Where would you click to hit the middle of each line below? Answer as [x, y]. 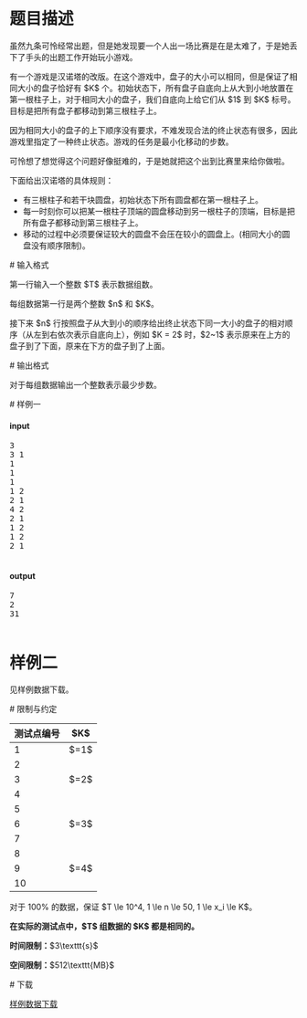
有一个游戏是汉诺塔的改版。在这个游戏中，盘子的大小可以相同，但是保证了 [149, 76]
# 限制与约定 [33, 709]
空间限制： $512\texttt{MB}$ [62, 965]
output [23, 575]
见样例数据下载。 [42, 689]
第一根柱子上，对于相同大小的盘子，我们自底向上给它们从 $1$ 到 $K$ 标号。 [153, 99]
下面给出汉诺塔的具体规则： [62, 180]
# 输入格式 [29, 265]
